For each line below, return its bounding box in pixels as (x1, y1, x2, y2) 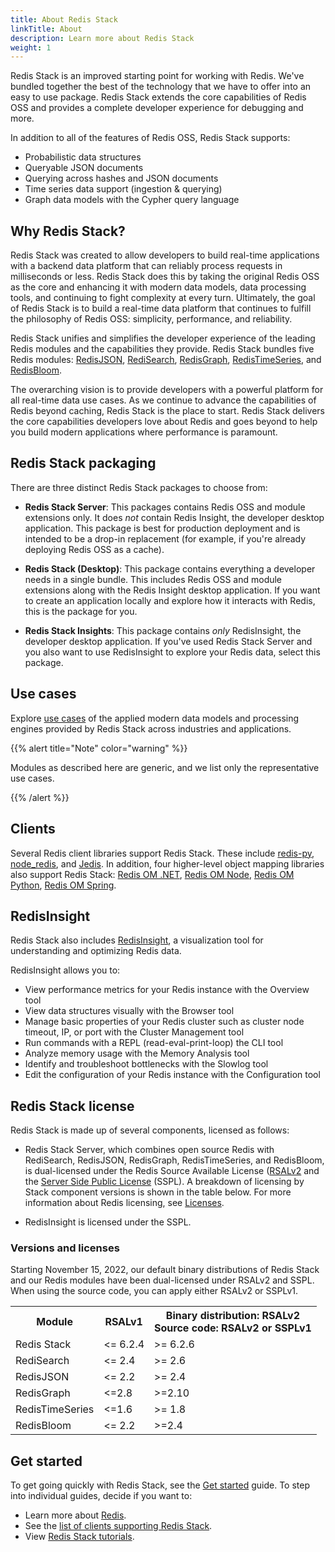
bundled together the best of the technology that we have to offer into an (10, 81, 312, 93)
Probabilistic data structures (24, 151, 142, 163)
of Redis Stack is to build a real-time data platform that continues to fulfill (10, 302, 312, 315)
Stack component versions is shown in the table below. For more (24, 1186, 292, 1198)
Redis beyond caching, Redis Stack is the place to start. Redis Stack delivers (10, 405, 325, 417)
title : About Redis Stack (10, 14, 118, 25)
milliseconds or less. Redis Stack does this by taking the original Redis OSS (10, 271, 320, 283)
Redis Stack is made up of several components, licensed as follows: (10, 1124, 290, 1136)
